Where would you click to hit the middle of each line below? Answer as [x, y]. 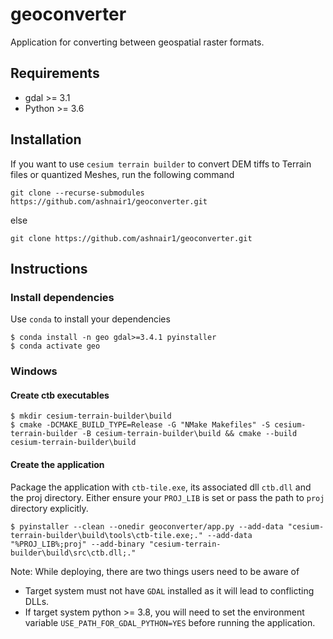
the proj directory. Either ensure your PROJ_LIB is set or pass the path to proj [167, 497]
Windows [34, 371]
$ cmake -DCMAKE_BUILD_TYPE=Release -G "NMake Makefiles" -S [140, 425]
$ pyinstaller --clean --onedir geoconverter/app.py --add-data [147, 526]
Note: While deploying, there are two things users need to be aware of [155, 571]
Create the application [57, 464]
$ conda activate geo [55, 346]
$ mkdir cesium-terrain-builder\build [91, 416]
